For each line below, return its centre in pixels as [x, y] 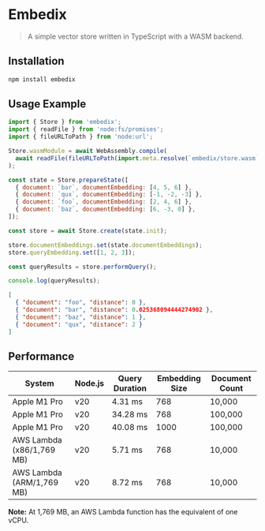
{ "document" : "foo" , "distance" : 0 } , [81, 303]
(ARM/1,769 [35, 483]
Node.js [90, 383]
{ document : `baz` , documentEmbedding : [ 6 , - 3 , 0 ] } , [105, 209]
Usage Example [47, 104]
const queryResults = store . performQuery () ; [82, 267]
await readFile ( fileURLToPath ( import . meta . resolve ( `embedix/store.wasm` [137, 158]
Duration [130, 388]
